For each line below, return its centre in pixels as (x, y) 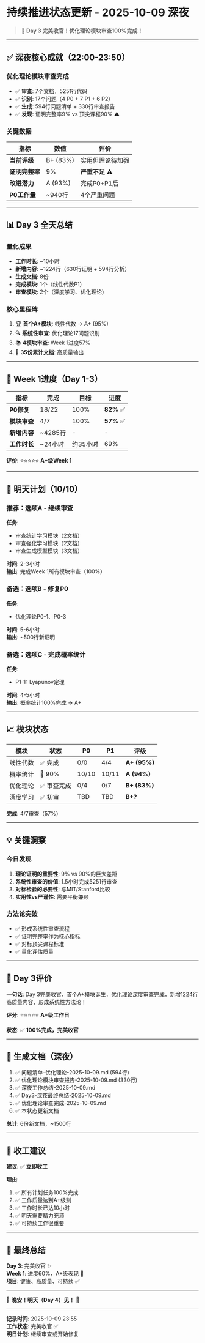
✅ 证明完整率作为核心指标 (48, 936)
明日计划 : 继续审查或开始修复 (43, 1334)
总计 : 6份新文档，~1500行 (39, 1124)
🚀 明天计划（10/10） (45, 489)
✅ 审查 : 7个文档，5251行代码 (51, 91)
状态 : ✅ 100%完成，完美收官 (42, 1030)
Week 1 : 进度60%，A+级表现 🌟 (45, 1274)
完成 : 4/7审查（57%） (34, 813)
